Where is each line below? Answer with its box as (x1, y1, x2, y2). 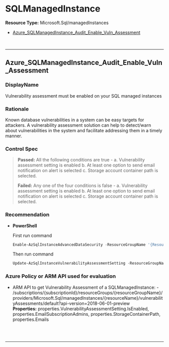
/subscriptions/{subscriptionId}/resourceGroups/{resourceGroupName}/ (12, 290, 163, 296)
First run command (12, 232, 52, 238)
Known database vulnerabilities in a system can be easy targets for (5, 117, 144, 123)
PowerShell (12, 222, 37, 229)
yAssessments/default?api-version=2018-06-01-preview (12, 300, 130, 306)
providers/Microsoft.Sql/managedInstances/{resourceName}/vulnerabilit (12, 295, 163, 301)
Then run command (12, 251, 54, 257)
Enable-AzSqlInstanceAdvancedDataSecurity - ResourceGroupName (12, 242, 146, 247)
